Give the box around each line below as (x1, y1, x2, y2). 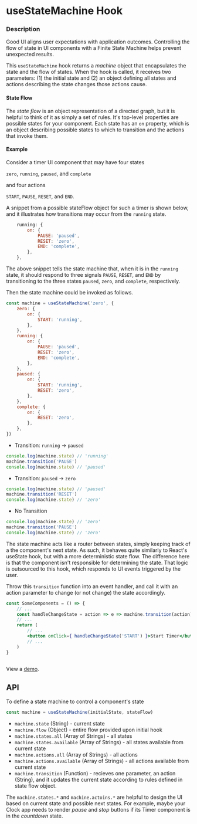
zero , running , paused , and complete (6, 170, 91, 177)
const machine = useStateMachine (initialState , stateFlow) (6, 710, 154, 716)
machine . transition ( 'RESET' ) (6, 491, 77, 497)
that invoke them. (6, 132, 48, 139)
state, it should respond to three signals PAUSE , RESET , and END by (6, 272, 161, 279)
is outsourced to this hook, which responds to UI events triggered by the (6, 565, 181, 572)
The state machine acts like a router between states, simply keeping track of (6, 540, 191, 547)
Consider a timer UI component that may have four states (6, 158, 145, 165)
